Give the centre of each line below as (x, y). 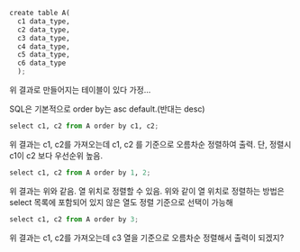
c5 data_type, (44, 55)
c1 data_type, (44, 21)
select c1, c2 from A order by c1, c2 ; (84, 126)
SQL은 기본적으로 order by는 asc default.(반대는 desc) (107, 109)
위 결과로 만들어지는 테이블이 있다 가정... (80, 90)
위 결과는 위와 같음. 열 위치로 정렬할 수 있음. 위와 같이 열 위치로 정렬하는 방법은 (147, 191)
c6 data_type (42, 63)
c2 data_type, (44, 30)
